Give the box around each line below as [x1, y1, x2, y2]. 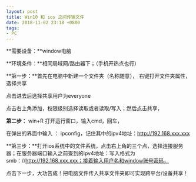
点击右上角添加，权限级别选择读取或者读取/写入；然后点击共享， [6, 105, 163, 112]
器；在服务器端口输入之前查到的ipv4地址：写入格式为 [6, 150, 135, 157]
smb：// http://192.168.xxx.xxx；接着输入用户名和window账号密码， [6, 157, 170, 164]
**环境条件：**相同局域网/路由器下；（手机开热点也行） [6, 60, 140, 67]
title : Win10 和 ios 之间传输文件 [6, 14, 85, 20]
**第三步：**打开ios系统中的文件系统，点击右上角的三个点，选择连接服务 [6, 143, 184, 150]
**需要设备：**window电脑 [6, 48, 72, 55]
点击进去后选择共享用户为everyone [6, 92, 91, 100]
